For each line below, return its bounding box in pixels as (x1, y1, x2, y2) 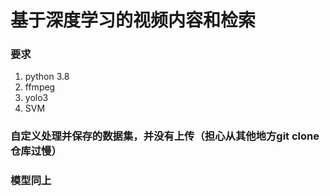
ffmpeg (24, 81, 56, 93)
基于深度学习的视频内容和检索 (10, 9, 257, 32)
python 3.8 (24, 71, 70, 83)
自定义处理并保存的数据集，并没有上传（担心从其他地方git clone (10, 129, 320, 143)
